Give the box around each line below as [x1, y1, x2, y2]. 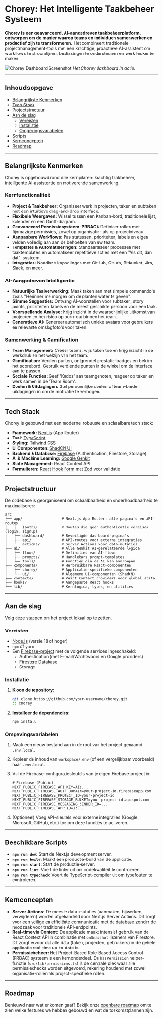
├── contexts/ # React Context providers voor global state [5, 576, 155, 581]
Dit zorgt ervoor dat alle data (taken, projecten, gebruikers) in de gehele [12, 940, 156, 946]
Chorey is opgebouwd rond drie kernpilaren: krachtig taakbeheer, [5, 175, 136, 180]
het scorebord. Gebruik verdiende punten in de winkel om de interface [12, 363, 153, 369]
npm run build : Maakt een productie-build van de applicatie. [12, 857, 133, 862]
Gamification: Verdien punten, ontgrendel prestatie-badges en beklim [12, 358, 152, 364]
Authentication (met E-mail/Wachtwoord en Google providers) [19, 654, 143, 660]
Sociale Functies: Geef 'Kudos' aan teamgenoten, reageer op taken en [12, 373, 154, 379]
